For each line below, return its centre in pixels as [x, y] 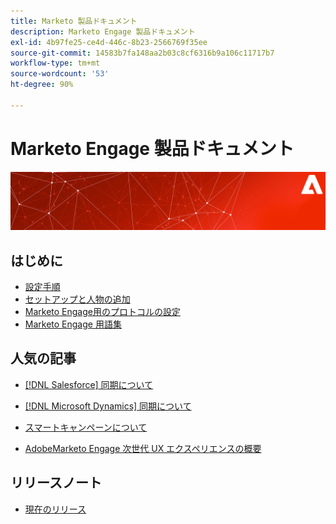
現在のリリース [55, 509]
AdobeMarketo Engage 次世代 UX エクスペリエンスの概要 [143, 448]
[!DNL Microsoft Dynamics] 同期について [108, 406]
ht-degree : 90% [42, 85]
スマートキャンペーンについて [86, 427]
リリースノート [56, 483]
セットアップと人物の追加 [77, 299]
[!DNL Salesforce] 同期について [89, 384]
